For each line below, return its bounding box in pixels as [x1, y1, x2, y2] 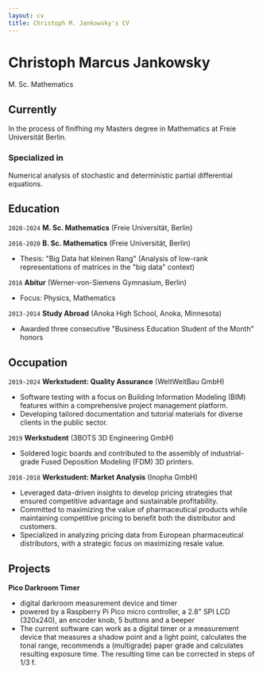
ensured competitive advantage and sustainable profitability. [19, 496, 219, 506]
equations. [8, 178, 43, 188]
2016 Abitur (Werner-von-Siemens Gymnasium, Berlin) [8, 278, 187, 288]
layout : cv [8, 11, 44, 20]
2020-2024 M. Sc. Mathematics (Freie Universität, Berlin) [8, 223, 193, 233]
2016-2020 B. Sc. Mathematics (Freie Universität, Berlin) [8, 238, 191, 248]
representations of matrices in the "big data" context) [19, 262, 195, 272]
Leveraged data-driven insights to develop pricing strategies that [19, 488, 233, 498]
